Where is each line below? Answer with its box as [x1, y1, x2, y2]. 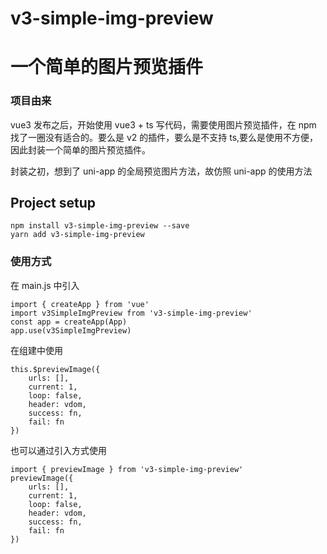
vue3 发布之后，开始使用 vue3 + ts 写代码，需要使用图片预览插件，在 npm [10, 118, 317, 131]
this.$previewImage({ [10, 364, 101, 374]
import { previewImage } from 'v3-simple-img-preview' [10, 464, 244, 474]
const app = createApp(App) [10, 317, 128, 327]
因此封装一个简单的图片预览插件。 [10, 143, 151, 156]
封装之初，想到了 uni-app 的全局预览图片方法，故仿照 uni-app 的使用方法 [10, 165, 313, 177]
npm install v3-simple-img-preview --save [10, 221, 190, 231]
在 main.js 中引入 [10, 279, 80, 291]
